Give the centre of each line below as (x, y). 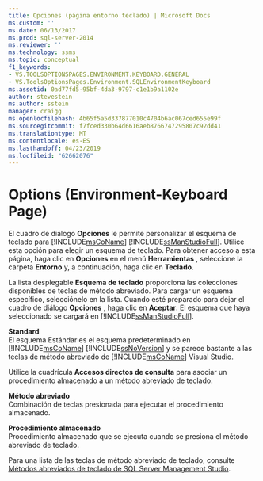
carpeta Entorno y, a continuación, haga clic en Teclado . (101, 267)
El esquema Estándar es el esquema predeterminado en (99, 340)
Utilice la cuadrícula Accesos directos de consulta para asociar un (118, 372)
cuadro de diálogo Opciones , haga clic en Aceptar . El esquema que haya (129, 308)
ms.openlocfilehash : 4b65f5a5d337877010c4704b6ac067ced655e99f (115, 119)
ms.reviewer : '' (35, 45)
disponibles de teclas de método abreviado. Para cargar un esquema (121, 291)
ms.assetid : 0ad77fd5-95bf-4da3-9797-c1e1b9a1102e (93, 89)
